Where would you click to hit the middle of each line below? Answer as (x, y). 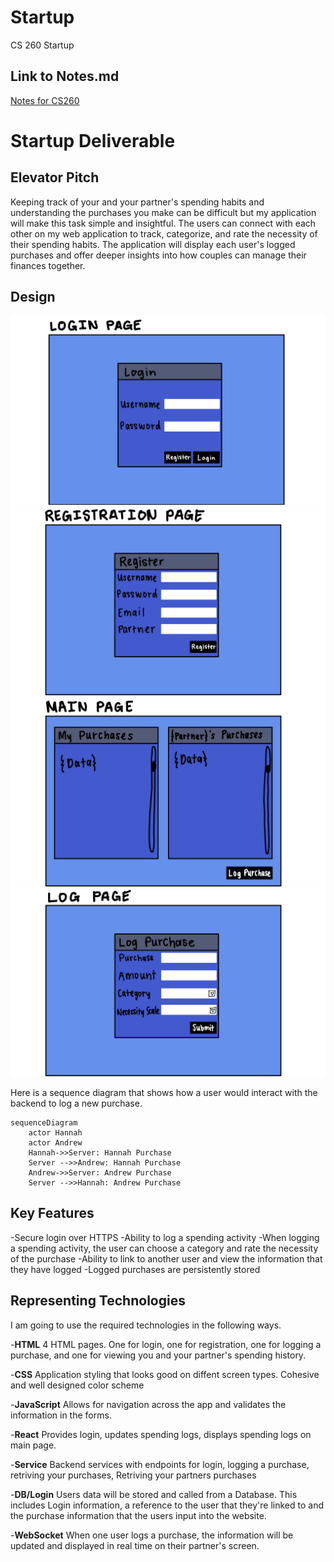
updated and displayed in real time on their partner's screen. (135, 1545)
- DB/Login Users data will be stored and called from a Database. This (154, 1494)
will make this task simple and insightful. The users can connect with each (163, 223)
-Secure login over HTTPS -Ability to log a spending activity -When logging (165, 1237)
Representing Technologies (98, 1301)
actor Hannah (55, 1132)
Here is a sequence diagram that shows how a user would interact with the (164, 1092)
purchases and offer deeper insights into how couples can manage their (158, 255)
